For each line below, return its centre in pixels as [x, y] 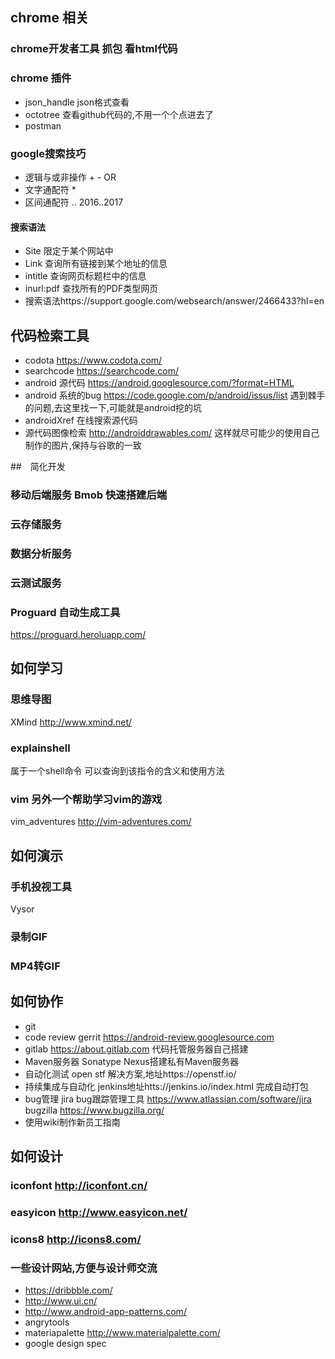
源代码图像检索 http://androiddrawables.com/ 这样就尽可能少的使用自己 [172, 432]
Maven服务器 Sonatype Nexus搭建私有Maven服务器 [132, 1061]
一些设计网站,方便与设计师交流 [84, 1268]
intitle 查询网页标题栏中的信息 [85, 276]
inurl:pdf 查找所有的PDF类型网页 [91, 289]
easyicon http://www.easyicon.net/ [99, 1212]
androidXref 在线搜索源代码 [81, 420]
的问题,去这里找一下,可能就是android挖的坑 [113, 407]
